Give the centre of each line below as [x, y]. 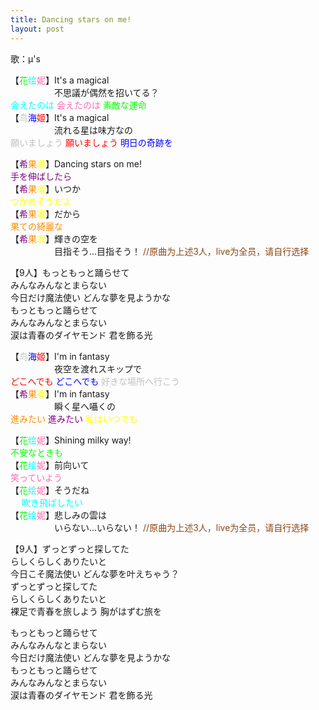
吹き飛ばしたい [52, 502]
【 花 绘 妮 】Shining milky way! [71, 440]
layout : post [37, 29]
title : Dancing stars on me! [71, 19]
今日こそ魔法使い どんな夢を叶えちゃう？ [95, 573]
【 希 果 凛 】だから [45, 213]
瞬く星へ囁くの [84, 406]
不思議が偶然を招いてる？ [106, 92]
